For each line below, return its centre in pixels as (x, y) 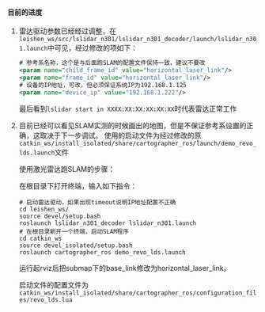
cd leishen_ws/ (44, 209)
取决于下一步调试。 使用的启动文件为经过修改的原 (121, 135)
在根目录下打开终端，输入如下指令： (78, 185)
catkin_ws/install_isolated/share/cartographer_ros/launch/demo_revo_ (138, 143)
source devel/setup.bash (60, 216)
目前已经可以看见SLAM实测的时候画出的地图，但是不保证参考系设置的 (132, 125)
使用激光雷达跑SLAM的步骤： (67, 169)
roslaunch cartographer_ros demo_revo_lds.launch (102, 252)
